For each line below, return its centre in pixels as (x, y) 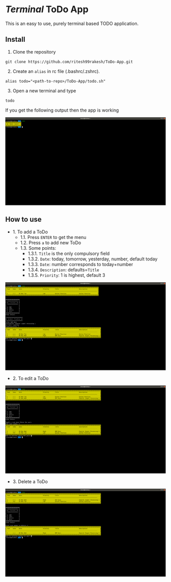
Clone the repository (34, 51)
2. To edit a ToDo (31, 378)
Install (15, 39)
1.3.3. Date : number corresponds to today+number (80, 264)
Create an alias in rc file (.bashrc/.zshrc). (56, 71)
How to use (23, 219)
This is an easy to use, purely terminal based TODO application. (72, 23)
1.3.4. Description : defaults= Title (63, 270)
